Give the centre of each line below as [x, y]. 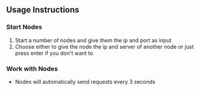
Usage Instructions [43, 10]
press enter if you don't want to [54, 53]
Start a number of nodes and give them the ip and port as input [93, 40]
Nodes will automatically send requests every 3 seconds [85, 81]
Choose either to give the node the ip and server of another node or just [104, 46]
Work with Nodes [32, 69]
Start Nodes [24, 27]
